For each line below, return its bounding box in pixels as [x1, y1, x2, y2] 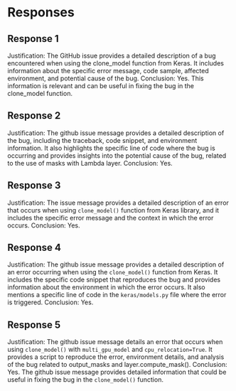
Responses [7, 4, 75, 21]
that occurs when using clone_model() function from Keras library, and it [7, 205, 219, 214]
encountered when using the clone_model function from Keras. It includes [7, 59, 224, 68]
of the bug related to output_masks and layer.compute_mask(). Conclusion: [7, 360, 227, 369]
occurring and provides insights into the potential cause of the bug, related [7, 151, 227, 160]
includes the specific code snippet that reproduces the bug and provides [7, 275, 221, 284]
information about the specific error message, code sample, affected [7, 67, 209, 75]
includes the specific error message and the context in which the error [7, 213, 214, 222]
